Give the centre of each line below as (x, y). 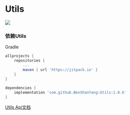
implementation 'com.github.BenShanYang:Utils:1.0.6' (70, 93)
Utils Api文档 (18, 107)
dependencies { (21, 88)
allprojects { (20, 56)
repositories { (30, 61)
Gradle (12, 47)
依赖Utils (16, 36)
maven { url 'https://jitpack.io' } (60, 70)
